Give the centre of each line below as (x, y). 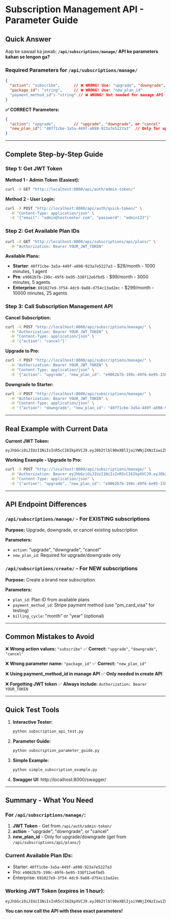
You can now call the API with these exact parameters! (64, 911)
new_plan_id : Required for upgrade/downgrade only (67, 555)
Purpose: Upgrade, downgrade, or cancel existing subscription (72, 530)
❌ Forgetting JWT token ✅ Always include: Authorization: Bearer (76, 684)
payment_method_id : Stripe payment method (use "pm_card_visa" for (84, 605)
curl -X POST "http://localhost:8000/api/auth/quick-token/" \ (74, 208)
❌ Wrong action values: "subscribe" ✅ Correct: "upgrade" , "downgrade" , (81, 649)
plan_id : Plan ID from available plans (51, 599)
